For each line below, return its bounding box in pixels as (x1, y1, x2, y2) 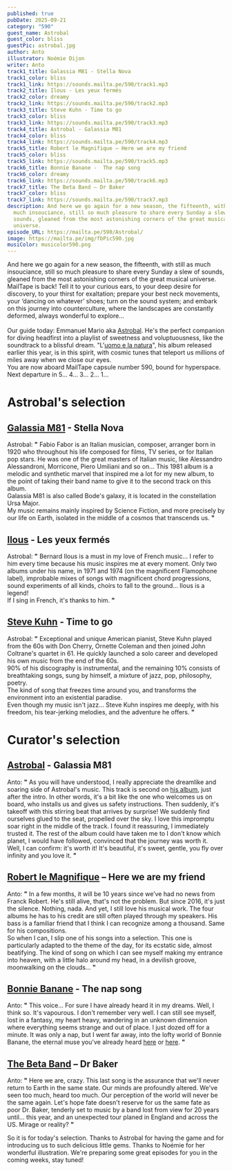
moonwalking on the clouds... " (7, 963, 97, 971)
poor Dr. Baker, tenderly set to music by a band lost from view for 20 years (7, 1106, 220, 1114)
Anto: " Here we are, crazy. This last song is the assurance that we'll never (7, 1076, 220, 1085)
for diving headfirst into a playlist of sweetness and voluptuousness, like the (7, 334, 224, 342)
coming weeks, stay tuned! (7, 1156, 84, 1164)
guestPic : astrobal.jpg (7, 42, 76, 49)
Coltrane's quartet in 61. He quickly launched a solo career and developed (7, 649, 218, 657)
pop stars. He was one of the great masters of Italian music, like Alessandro (7, 455, 222, 464)
